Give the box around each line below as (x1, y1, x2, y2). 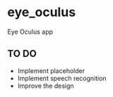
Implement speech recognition (17, 74, 107, 82)
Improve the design (17, 82, 74, 90)
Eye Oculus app (7, 27, 54, 36)
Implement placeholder (17, 66, 85, 75)
